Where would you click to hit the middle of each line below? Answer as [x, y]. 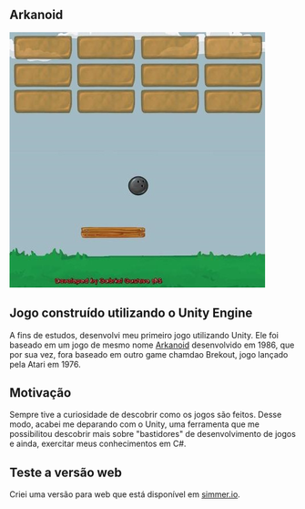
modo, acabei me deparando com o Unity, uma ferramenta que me [134, 424]
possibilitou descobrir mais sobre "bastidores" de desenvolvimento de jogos [152, 434]
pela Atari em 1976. [45, 364]
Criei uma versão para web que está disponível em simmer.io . [125, 494]
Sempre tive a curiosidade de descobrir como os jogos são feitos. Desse [146, 415]
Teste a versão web [66, 472]
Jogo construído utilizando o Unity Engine [131, 313]
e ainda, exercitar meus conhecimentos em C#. [98, 444]
